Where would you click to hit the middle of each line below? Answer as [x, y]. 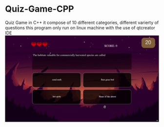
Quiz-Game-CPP [40, 9]
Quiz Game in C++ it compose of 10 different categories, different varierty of [82, 22]
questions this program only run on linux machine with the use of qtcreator [80, 27]
